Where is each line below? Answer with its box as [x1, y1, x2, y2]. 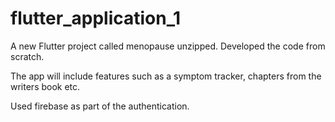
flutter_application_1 [10, 7, 182, 30]
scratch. [10, 50, 45, 62]
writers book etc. [10, 80, 81, 92]
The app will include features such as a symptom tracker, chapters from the [10, 70, 322, 82]
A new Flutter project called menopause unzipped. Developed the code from [10, 40, 326, 52]
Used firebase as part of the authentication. [10, 100, 190, 112]
